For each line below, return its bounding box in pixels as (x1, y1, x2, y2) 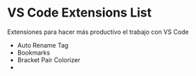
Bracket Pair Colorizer (17, 55, 81, 64)
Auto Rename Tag (17, 41, 69, 49)
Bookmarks (17, 48, 51, 57)
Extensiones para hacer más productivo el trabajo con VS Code (7, 28, 189, 36)
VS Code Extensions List (7, 5, 152, 21)
